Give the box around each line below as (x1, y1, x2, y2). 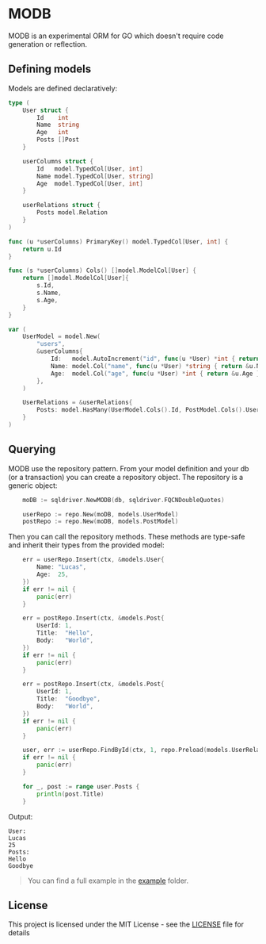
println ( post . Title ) (36, 790, 104, 798)
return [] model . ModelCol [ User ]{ (22, 274, 129, 282)
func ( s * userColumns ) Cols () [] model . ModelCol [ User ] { (8, 267, 196, 274)
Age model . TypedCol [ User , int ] (36, 179, 144, 187)
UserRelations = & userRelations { (22, 398, 133, 407)
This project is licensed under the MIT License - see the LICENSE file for (8, 919, 244, 929)
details (8, 928, 30, 938)
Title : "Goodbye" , (36, 695, 101, 703)
